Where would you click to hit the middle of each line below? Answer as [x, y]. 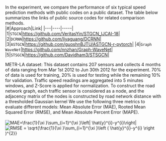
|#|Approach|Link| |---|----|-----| [39, 28]
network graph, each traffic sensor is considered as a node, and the [75, 91]
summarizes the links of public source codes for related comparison [75, 18]
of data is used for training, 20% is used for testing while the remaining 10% [83, 75]
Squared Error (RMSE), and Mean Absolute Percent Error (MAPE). [72, 112]
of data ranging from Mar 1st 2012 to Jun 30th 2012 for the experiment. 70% [83, 70]
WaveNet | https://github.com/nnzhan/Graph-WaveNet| [59, 50]
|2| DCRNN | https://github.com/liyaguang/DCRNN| [53, 39]
